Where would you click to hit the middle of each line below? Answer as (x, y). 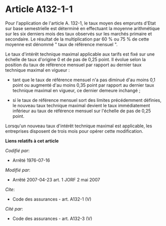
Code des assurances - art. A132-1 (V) (52, 199)
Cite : (10, 189)
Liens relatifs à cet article (32, 141)
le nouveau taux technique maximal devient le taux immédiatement (81, 105)
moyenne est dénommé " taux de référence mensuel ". (61, 44)
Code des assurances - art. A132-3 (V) (52, 218)
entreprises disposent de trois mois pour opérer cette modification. (74, 131)
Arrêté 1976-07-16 (31, 160)
